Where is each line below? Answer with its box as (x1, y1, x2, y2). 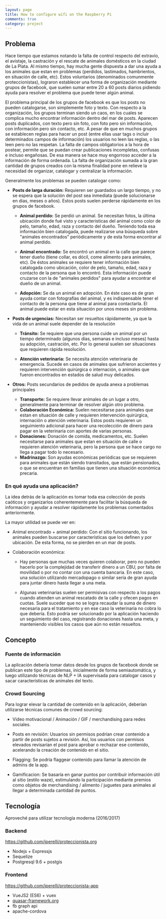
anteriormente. (5, 510, 36, 516)
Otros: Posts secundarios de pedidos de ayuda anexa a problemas (12, 381, 149, 388)
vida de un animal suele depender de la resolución (12, 321, 115, 327)
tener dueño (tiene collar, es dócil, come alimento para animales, (19, 254, 152, 260)
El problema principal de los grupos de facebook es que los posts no (5, 99, 146, 105)
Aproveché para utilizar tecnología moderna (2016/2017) (5, 815, 120, 821)
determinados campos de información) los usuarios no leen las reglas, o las (5, 136, 160, 142)
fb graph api (12, 903, 38, 909)
